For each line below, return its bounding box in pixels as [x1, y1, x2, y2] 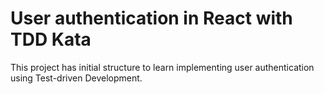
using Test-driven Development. [10, 72, 143, 84]
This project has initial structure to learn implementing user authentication [10, 61, 315, 73]
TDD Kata [10, 28, 92, 51]
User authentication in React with [10, 7, 293, 30]
